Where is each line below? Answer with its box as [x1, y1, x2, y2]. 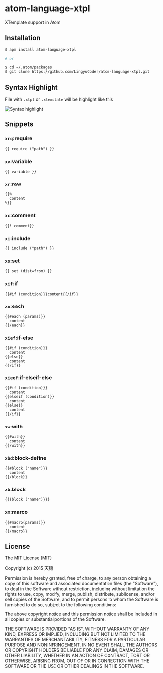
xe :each [5, 303, 25, 310]
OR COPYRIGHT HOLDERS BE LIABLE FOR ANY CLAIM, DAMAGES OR [5, 647, 149, 653]
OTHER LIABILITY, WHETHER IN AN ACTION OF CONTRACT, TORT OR [5, 653, 150, 659]
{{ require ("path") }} [5, 146, 54, 151]
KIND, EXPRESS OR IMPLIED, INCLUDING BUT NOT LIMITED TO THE [5, 631, 146, 637]
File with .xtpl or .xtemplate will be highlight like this [5, 96, 113, 102]
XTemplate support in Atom [5, 19, 61, 25]
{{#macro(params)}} [5, 520, 46, 525]
